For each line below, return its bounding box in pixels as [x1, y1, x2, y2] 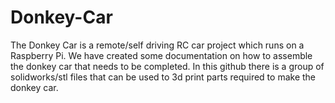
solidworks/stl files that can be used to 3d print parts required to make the [10, 71, 317, 83]
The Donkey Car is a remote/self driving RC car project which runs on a [10, 39, 305, 51]
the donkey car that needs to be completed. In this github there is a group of [10, 60, 325, 72]
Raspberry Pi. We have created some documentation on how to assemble [10, 49, 313, 61]
